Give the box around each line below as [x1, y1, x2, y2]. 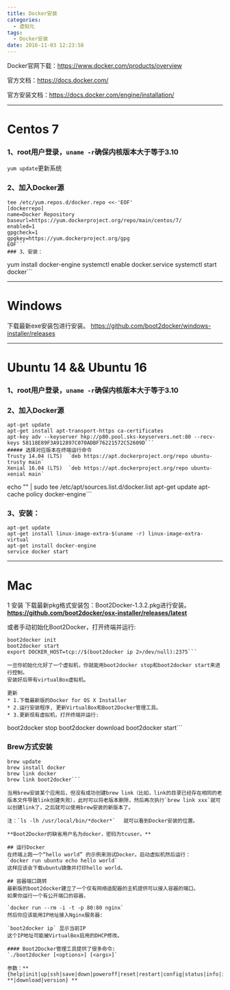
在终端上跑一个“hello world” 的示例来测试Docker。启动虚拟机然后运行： [7, 851, 191, 858]
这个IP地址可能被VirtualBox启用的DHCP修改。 [7, 932, 123, 939]
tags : [7, 29, 23, 36]
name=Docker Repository [7, 210, 75, 218]
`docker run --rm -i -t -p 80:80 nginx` [7, 904, 125, 911]
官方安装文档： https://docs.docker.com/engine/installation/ [7, 90, 175, 99]
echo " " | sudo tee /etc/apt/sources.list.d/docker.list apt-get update [7, 483, 197, 491]
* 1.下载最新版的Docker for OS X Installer [7, 697, 127, 704]
